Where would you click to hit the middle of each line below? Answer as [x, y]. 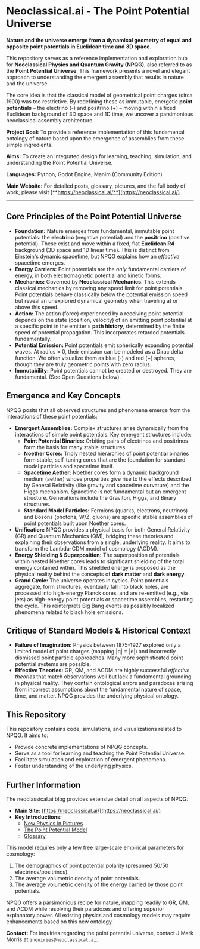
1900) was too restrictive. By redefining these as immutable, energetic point [99, 101]
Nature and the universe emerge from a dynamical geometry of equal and [99, 40]
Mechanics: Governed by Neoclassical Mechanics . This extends [95, 281]
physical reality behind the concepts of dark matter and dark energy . [100, 574]
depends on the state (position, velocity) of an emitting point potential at [103, 320]
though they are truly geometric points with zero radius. [83, 364]
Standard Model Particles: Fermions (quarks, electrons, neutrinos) [106, 510]
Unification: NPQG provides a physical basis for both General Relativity [102, 529]
